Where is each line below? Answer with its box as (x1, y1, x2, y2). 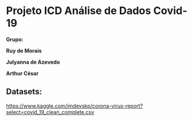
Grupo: (6, 36, 24, 43)
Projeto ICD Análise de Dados (6, 4, 151, 18)
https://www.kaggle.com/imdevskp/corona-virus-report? (6, 102, 143, 109)
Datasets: (6, 87, 42, 97)
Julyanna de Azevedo (6, 58, 60, 65)
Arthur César (6, 70, 39, 77)
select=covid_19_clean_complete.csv (6, 108, 95, 115)
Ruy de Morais (6, 47, 42, 54)
